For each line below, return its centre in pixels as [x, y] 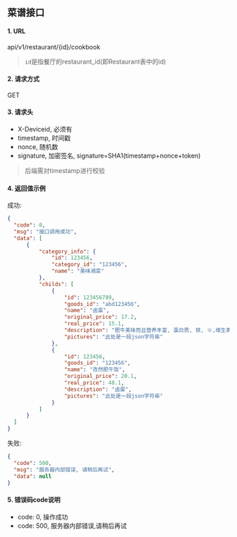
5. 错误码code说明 [34, 500]
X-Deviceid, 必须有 [45, 129]
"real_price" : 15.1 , [94, 324]
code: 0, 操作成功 [43, 517]
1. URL [17, 31]
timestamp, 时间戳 [44, 138]
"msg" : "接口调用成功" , [45, 232]
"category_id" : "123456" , [90, 265]
